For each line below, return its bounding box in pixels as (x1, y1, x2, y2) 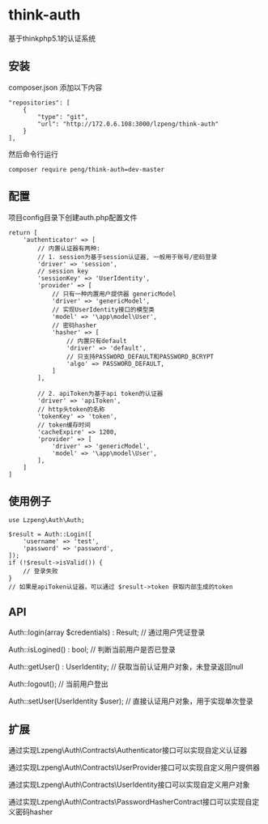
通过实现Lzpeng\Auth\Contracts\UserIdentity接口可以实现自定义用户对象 (8, 779, 250, 789)
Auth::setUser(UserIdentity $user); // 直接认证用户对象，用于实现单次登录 (8, 696, 253, 706)
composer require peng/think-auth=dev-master (8, 165, 164, 173)
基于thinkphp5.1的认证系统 (8, 33, 96, 43)
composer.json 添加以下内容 (8, 83, 103, 92)
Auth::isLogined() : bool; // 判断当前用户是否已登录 (8, 645, 176, 655)
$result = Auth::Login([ (8, 530, 92, 539)
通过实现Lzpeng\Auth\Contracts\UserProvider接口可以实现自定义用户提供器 (8, 762, 261, 772)
